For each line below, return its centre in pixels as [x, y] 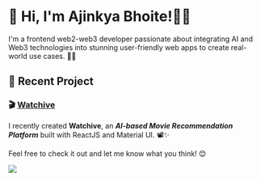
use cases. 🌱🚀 [53, 56]
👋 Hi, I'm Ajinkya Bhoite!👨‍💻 [100, 17]
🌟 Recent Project [51, 81]
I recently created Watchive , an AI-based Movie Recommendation [121, 125]
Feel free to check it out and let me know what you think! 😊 [107, 154]
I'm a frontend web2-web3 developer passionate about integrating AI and [130, 39]
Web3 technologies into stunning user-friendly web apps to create [119, 47]
